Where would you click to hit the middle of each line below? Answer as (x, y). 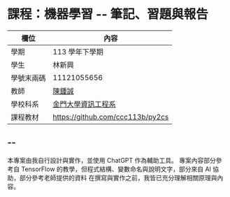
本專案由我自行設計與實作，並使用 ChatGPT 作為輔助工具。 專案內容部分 (112, 160)
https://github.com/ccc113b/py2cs (111, 117)
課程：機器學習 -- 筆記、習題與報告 (108, 14)
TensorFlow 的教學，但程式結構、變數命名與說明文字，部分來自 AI (116, 169)
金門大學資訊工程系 (85, 104)
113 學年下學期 (78, 52)
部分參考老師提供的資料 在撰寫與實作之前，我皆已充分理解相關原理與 (118, 177)
